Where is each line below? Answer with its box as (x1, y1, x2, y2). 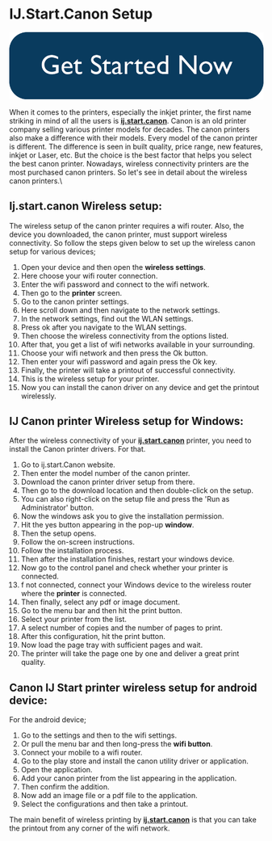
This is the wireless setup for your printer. (20, 373, 160, 384)
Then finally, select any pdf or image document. (20, 597, 181, 607)
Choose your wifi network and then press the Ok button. (20, 348, 208, 358)
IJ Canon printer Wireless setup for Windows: (9, 414, 245, 428)
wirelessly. (20, 391, 56, 401)
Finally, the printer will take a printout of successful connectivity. (20, 365, 236, 375)
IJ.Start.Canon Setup (9, 5, 153, 23)
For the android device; (9, 715, 87, 725)
